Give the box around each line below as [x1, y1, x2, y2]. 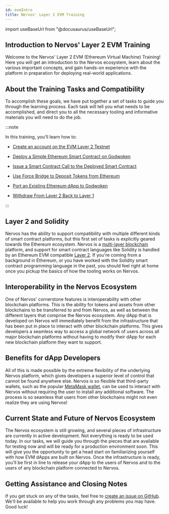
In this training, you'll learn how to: [5, 134, 77, 140]
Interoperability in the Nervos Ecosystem [5, 283, 137, 291]
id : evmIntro [5, 7, 33, 13]
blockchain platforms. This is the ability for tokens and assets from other [5, 301, 155, 307]
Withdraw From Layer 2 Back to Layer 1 [12, 193, 94, 199]
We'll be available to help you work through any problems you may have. [5, 498, 156, 504]
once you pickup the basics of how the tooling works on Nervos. [5, 268, 140, 274]
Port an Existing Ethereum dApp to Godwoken [12, 183, 108, 189]
